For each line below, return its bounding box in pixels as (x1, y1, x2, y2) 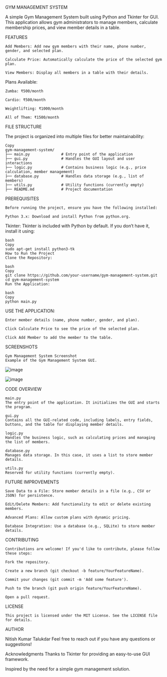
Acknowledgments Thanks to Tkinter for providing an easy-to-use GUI (5, 651, 150, 657)
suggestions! (5, 641, 32, 647)
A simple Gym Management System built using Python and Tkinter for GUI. (5, 14, 159, 20)
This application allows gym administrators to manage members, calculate (5, 20, 158, 25)
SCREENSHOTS (5, 344, 38, 350)
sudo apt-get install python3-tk (5, 247, 75, 252)
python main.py (5, 299, 37, 304)
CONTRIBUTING (5, 537, 39, 542)
